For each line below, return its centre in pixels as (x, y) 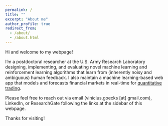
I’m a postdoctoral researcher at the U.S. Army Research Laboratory (75, 61)
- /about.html (24, 38)
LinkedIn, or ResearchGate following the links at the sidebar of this (74, 103)
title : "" (16, 14)
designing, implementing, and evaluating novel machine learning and (76, 67)
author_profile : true (28, 24)
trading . (13, 88)
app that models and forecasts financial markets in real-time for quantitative (83, 82)
